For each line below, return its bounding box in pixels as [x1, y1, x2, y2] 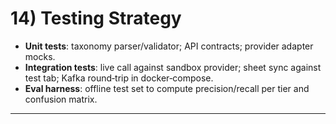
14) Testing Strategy [10, 7, 182, 30]
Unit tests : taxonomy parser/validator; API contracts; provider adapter [24, 40, 314, 52]
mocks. [24, 50, 56, 62]
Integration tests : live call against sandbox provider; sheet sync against [24, 61, 322, 73]
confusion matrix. [24, 93, 98, 105]
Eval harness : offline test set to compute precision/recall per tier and [24, 82, 310, 94]
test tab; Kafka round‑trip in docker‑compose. [24, 72, 214, 84]
